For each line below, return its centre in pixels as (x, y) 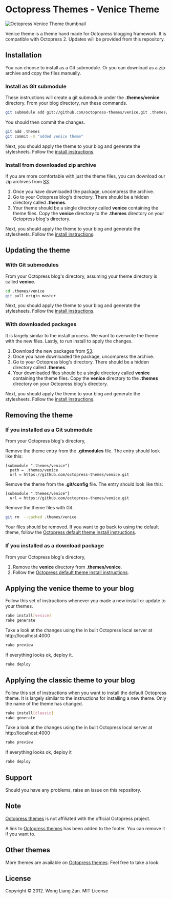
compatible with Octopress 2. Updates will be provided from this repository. (85, 39)
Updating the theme (38, 250)
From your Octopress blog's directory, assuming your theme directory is (81, 276)
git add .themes (23, 131)
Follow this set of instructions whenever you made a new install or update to (85, 601)
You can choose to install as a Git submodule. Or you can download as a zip (85, 67)
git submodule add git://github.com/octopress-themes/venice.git (76, 112)
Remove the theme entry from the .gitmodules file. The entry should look (83, 451)
